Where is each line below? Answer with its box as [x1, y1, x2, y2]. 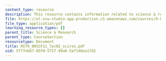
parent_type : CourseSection [5, 35, 63, 40]
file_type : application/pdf [5, 21, 63, 26]
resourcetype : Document [5, 39, 54, 44]
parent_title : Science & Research [5, 30, 77, 35]
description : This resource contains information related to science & [5, 12, 156, 17]
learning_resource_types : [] [5, 26, 65, 30]
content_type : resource [5, 7, 54, 12]
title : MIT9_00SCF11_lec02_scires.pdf [5, 44, 85, 49]
